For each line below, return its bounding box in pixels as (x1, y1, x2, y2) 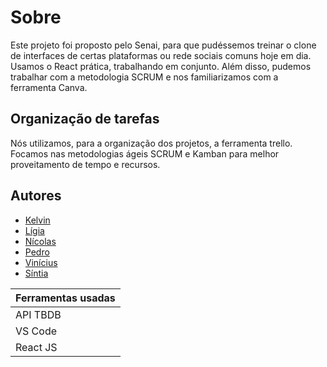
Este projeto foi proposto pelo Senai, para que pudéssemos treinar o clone (10, 39, 317, 51)
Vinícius (24, 256, 58, 268)
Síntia (24, 267, 49, 279)
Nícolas (24, 235, 57, 247)
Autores (10, 187, 62, 205)
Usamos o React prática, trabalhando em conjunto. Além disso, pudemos (10, 60, 312, 72)
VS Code (15, 324, 58, 338)
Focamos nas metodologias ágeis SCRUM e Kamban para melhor (10, 147, 280, 160)
